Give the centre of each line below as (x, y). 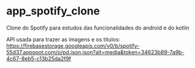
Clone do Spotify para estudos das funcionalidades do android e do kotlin (98, 28)
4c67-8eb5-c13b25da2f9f (39, 58)
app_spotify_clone (53, 11)
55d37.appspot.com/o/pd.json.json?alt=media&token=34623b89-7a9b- (95, 52)
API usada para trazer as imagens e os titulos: (63, 39)
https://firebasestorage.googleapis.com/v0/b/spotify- (73, 46)
